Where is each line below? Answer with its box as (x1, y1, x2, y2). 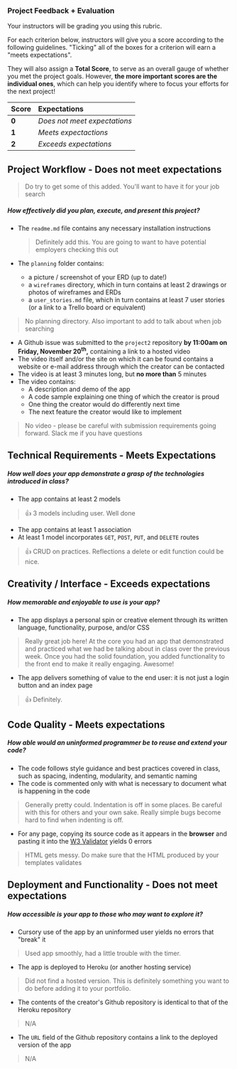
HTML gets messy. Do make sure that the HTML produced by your (24, 851, 219, 859)
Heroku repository (17, 1006, 71, 1014)
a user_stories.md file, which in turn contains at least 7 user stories (28, 296, 225, 304)
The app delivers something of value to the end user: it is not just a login (17, 674, 229, 682)
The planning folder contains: (17, 259, 104, 268)
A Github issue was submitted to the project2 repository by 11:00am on (17, 339, 228, 347)
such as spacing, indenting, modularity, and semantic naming (17, 771, 197, 780)
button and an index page (17, 681, 93, 690)
